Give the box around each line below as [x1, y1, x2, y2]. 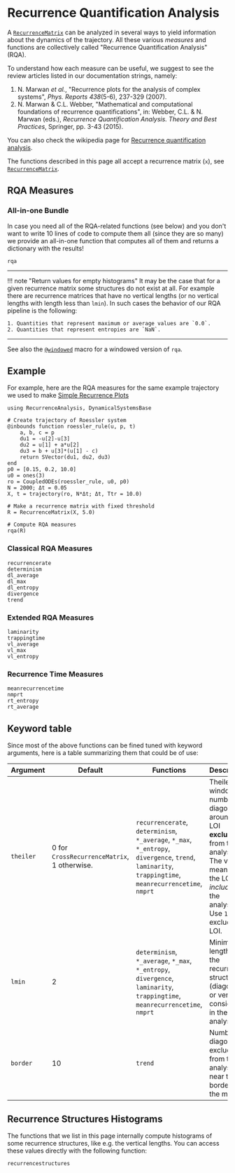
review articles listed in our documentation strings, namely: [7, 72, 178, 80]
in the [208, 1008, 228, 1017]
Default [78, 766, 104, 775]
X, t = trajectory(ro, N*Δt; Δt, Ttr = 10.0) [7, 491, 142, 498]
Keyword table [7, 722, 72, 734]
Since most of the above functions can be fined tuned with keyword [7, 741, 203, 750]
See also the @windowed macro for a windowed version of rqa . [7, 345, 183, 353]
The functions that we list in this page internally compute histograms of [7, 1131, 213, 1140]
